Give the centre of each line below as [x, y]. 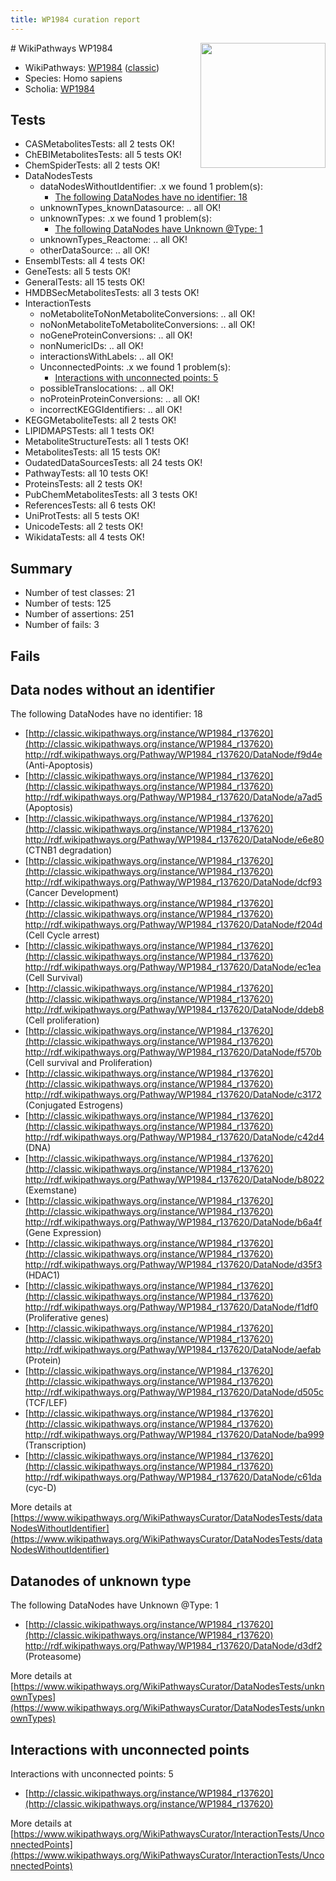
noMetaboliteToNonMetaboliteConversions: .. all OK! [147, 314]
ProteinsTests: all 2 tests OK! [83, 484]
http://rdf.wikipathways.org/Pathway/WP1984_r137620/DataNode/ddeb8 [174, 1010]
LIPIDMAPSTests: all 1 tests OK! [89, 431]
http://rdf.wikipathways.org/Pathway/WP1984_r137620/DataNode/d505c [174, 1392]
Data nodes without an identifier [113, 690]
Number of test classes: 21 [79, 593]
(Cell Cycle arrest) [62, 935]
